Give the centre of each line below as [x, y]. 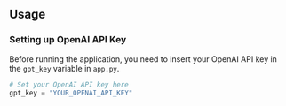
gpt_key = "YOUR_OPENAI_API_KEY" [71, 93]
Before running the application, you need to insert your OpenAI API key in [143, 59]
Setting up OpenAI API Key [68, 40]
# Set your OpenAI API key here [69, 84]
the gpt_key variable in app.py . [64, 68]
